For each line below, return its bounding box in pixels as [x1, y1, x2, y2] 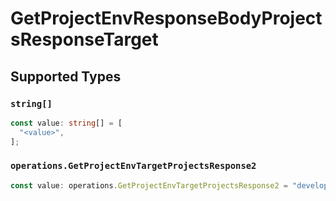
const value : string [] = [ [10, 118, 123, 128]
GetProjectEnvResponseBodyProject [10, 7, 323, 30]
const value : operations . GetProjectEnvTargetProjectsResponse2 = [10, 180, 288, 191]
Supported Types [10, 68, 122, 85]
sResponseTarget [10, 28, 159, 51]
